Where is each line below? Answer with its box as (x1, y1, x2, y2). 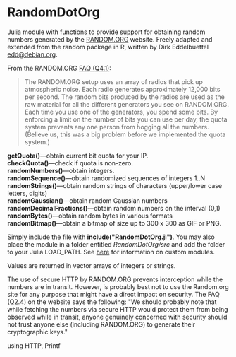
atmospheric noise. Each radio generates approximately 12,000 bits (24, 85, 221, 93)
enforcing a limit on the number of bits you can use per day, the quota (24, 115, 228, 124)
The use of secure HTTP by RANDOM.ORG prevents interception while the (7, 275, 223, 283)
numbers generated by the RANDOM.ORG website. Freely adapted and (7, 35, 213, 43)
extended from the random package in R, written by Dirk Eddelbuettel (7, 42, 209, 51)
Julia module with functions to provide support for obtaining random (7, 28, 206, 36)
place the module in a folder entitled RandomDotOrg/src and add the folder (7, 240, 225, 248)
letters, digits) (7, 189, 48, 197)
